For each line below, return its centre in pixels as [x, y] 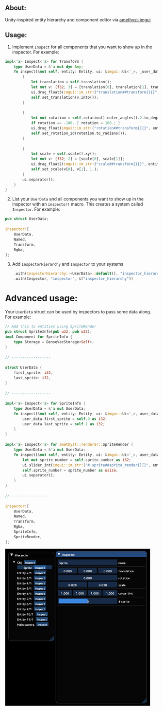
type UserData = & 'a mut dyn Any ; [49, 67]
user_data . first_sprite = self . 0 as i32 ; [65, 419]
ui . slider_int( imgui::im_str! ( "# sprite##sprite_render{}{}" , [87, 465]
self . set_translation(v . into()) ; [65, 97]
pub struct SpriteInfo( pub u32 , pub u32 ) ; [49, 331]
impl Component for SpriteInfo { [39, 337]
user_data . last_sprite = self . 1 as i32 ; [64, 424]
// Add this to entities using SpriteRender [51, 327]
